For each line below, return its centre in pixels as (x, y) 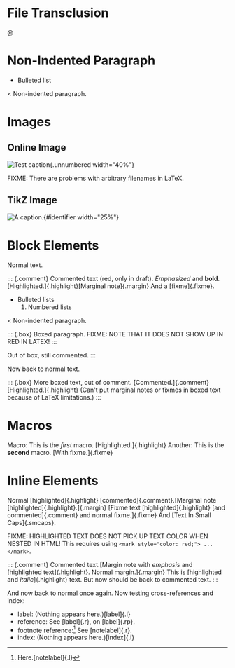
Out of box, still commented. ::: (51, 355)
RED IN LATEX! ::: (32, 341)
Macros (30, 425)
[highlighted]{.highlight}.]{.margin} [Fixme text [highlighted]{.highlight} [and (116, 507)
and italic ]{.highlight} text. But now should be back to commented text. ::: (113, 579)
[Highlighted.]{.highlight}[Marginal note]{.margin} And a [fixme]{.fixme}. (111, 286)
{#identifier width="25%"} (81, 217)
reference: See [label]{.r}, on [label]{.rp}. (76, 621)
